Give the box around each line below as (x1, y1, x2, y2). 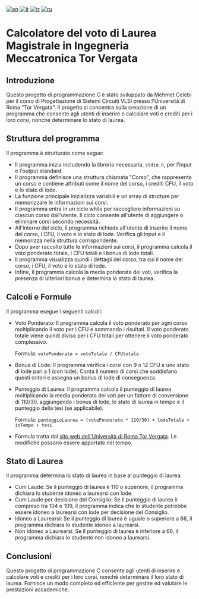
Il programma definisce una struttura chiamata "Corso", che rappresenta (14, 173, 192, 181)
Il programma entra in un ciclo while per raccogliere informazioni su (14, 205, 181, 212)
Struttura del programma (6, 134, 100, 144)
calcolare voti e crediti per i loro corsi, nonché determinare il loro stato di (6, 573, 184, 581)
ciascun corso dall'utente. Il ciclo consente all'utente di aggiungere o (14, 211, 184, 218)
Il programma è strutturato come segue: (6, 149, 104, 156)
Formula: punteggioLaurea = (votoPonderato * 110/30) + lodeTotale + (14, 416, 190, 423)
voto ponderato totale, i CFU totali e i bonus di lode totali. (14, 249, 154, 256)
